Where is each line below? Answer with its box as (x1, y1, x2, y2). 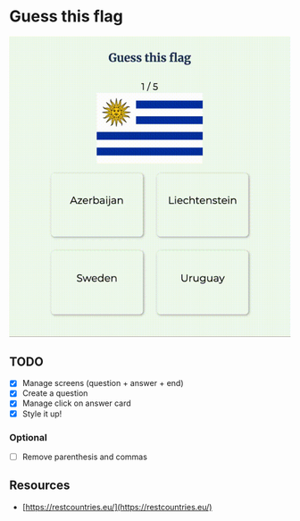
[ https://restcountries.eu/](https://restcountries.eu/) (21, 501, 212, 512)
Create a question (21, 388, 88, 399)
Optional (9, 431, 47, 443)
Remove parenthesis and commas (21, 451, 147, 462)
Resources (9, 478, 71, 493)
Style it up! (21, 408, 62, 419)
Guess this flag (9, 6, 123, 27)
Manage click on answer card (21, 398, 131, 408)
